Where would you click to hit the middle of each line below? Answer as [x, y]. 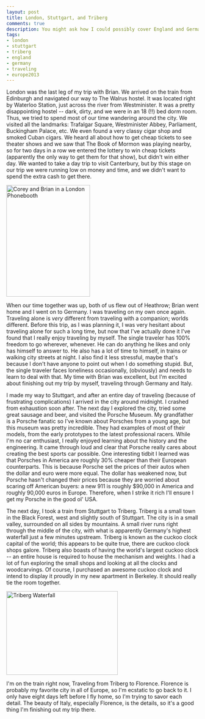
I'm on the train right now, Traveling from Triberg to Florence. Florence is [98, 684]
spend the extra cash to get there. [49, 177]
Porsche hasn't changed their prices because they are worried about [93, 480]
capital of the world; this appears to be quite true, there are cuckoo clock [98, 544]
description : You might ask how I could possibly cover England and [95, 29]
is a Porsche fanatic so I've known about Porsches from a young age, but [98, 421]
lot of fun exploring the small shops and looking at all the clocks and [92, 563]
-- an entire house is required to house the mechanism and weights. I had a [101, 557]
